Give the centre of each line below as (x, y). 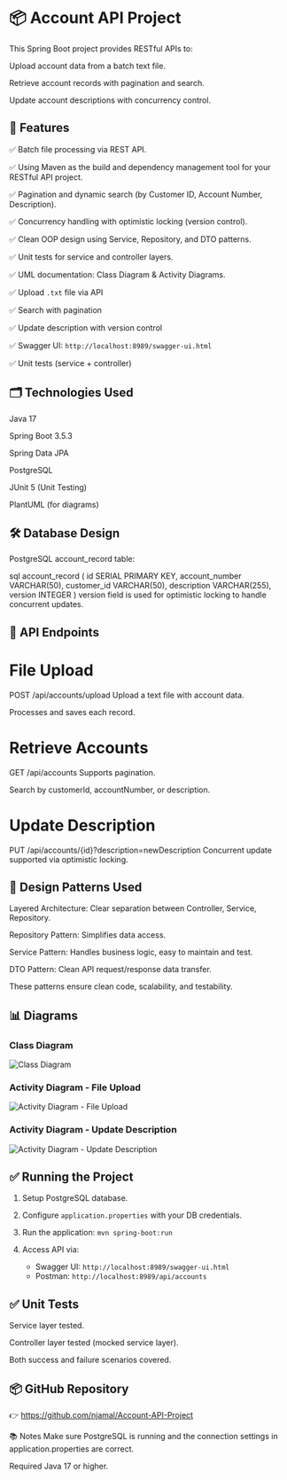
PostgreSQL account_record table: (72, 559)
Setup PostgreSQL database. (75, 1198)
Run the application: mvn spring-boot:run (97, 1233)
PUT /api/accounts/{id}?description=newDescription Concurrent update (141, 850)
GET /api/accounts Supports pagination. (82, 772)
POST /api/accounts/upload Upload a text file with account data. (127, 695)
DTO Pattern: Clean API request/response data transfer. (111, 970)
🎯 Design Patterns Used (76, 887)
